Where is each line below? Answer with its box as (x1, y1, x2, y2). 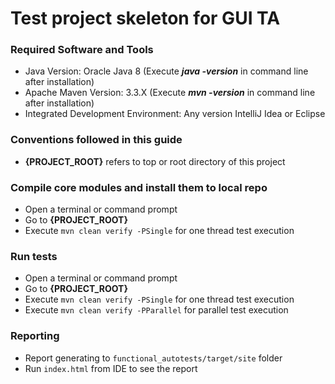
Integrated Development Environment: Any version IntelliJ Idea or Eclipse (24, 108, 326, 120)
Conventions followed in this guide (10, 133, 183, 147)
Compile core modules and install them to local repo (10, 180, 268, 194)
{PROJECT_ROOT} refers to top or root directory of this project (24, 155, 286, 167)
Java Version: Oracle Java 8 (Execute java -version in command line (24, 65, 309, 77)
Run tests (10, 250, 58, 263)
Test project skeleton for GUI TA (10, 7, 281, 30)
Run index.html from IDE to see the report (24, 362, 198, 374)
